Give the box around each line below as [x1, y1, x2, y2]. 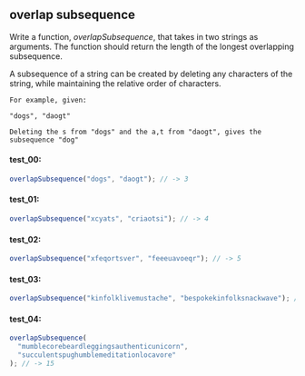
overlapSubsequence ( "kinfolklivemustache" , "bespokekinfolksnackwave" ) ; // [9, 294, 302, 303]
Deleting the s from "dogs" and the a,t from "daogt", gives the [9, 127, 261, 136]
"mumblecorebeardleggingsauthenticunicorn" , [17, 342, 189, 351]
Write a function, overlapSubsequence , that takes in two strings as [9, 31, 259, 42]
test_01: [9, 194, 40, 205]
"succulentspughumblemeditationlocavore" [17, 351, 177, 360]
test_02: [9, 233, 42, 244]
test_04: [9, 313, 42, 324]
